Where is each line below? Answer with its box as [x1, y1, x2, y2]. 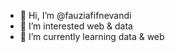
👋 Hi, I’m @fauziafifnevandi [19, 10, 132, 21]
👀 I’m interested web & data [19, 20, 133, 32]
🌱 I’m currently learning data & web [19, 31, 165, 42]
